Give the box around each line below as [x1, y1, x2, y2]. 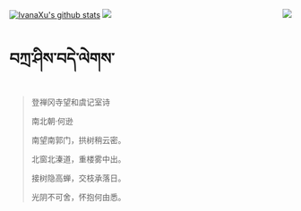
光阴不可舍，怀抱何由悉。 [30, 191, 126, 202]
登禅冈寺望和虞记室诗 [30, 97, 110, 107]
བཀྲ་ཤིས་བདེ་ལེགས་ [9, 49, 115, 69]
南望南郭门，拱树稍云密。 [30, 134, 126, 145]
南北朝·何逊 [30, 115, 73, 126]
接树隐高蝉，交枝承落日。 [30, 173, 126, 183]
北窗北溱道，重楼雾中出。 [30, 153, 126, 165]
